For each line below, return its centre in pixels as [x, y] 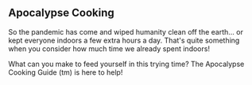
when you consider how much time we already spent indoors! [109, 48]
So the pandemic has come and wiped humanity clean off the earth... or [126, 31]
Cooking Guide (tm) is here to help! [66, 72]
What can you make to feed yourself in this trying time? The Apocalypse [126, 64]
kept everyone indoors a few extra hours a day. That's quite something [124, 40]
